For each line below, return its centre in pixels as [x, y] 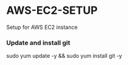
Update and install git [39, 43]
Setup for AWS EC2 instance [42, 27]
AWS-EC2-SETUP [52, 11]
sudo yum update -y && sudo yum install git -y [64, 56]
